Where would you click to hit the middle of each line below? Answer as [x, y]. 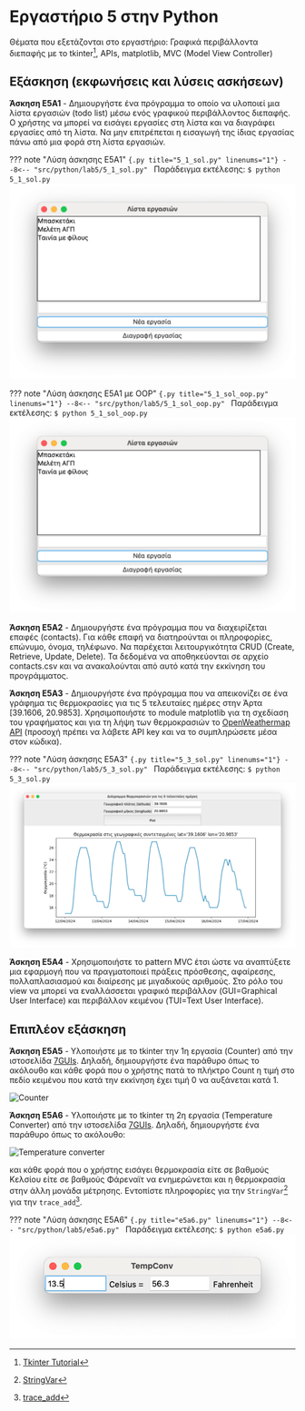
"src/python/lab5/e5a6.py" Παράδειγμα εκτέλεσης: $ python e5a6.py [151, 1229]
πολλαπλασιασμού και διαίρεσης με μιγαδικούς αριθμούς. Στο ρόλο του [146, 981]
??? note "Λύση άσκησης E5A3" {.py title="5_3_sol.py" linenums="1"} [145, 759]
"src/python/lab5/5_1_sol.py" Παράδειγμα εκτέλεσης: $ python [157, 169]
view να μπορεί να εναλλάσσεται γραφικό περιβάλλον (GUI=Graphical [143, 991]
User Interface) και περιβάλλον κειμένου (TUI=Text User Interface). [137, 1000]
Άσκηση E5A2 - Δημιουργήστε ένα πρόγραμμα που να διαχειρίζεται [138, 627]
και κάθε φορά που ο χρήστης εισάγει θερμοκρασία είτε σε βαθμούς [139, 1170]
